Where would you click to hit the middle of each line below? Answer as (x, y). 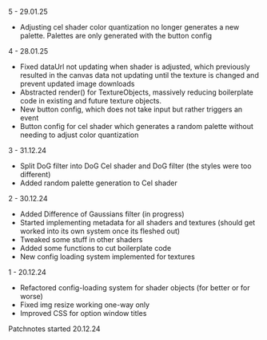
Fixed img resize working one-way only (85, 305)
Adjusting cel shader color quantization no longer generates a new (130, 27)
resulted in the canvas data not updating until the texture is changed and (139, 75)
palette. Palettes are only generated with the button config (116, 36)
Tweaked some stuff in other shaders (81, 239)
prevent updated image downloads (77, 84)
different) (35, 174)
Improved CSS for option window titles (83, 313)
